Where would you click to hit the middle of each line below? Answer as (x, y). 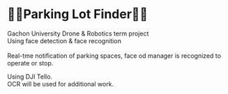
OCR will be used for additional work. (60, 84)
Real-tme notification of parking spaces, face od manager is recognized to (114, 56)
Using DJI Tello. (30, 77)
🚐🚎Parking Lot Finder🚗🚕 (78, 14)
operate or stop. (30, 63)
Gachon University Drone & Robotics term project (78, 33)
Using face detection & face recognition (64, 40)
